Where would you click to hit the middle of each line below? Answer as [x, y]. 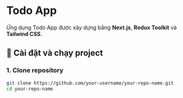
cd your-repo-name [30, 89]
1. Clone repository [35, 71]
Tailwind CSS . [24, 33]
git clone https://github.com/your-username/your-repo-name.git [90, 83]
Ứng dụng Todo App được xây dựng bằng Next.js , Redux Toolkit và [92, 27]
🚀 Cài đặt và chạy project [55, 53]
